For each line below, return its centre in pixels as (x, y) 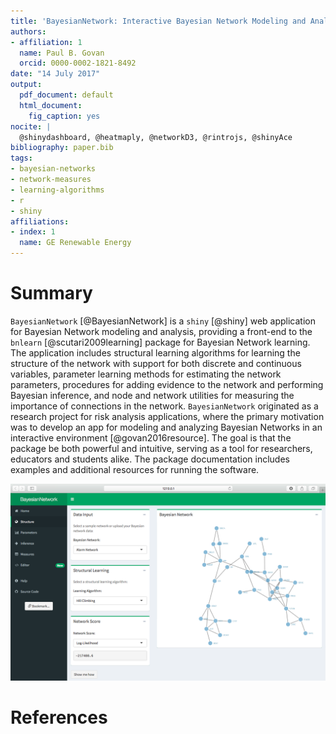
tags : (21, 158)
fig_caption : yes (64, 116)
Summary (51, 293)
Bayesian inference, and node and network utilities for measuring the (152, 395)
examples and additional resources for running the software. (135, 469)
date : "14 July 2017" (55, 74)
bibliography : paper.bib (62, 148)
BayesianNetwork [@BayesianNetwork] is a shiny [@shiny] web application (163, 321)
